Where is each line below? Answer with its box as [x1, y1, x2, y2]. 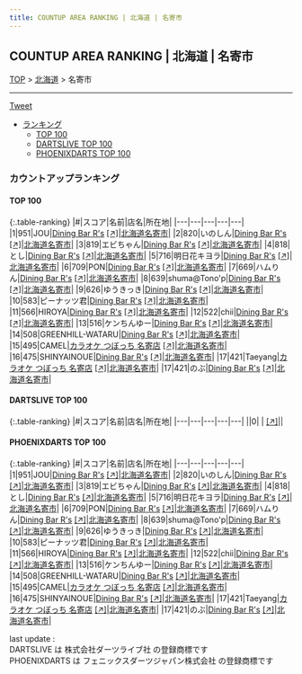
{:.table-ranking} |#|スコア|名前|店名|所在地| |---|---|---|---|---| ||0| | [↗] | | [9, 415, 284, 427]
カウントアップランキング [9, 173, 120, 185]
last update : [9, 633, 56, 643]
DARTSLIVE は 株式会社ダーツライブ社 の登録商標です [9, 643, 209, 654]
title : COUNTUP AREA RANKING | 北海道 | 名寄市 [9, 13, 182, 22]
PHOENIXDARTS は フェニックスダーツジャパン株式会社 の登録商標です [9, 655, 274, 666]
